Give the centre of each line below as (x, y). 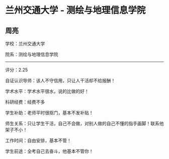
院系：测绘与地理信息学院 (32, 54)
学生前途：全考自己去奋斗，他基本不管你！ (49, 151)
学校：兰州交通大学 (25, 44)
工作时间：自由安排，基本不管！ (38, 140)
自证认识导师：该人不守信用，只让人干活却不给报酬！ (60, 81)
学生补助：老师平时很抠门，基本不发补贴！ (49, 113)
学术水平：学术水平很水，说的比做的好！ (47, 91)
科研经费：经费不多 (25, 102)
